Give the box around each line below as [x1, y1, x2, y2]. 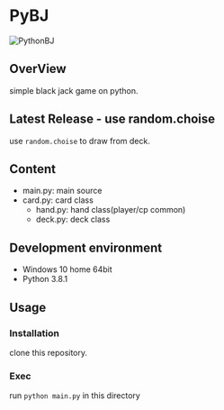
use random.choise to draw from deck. [9, 135, 150, 146]
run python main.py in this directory [9, 390, 141, 401]
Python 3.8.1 [22, 274, 68, 285]
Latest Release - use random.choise [9, 112, 216, 127]
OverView [9, 61, 67, 77]
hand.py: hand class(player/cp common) [35, 205, 186, 215]
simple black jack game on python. [9, 85, 139, 96]
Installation [9, 326, 60, 339]
